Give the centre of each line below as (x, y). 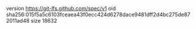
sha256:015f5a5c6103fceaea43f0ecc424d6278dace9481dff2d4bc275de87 (98, 14)
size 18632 (44, 21)
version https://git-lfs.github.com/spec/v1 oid (61, 8)
